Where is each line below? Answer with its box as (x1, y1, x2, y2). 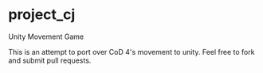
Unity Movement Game (8, 32, 84, 41)
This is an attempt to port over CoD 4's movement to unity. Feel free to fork (8, 47, 255, 56)
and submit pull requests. (8, 56, 92, 65)
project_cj (8, 6, 76, 24)
